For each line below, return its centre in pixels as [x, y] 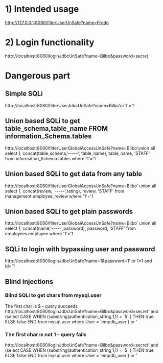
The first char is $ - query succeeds [41, 306]
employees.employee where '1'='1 [39, 234]
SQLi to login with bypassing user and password [80, 249]
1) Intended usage [42, 9]
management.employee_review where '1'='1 [49, 196]
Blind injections [29, 281]
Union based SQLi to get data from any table [74, 174]
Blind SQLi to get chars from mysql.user [53, 295]
